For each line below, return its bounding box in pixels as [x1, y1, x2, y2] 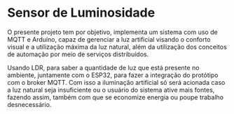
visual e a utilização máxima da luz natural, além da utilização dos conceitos [7, 42, 228, 51]
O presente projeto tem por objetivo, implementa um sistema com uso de [7, 28, 219, 36]
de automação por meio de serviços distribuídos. [7, 50, 149, 58]
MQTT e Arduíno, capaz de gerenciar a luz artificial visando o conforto [7, 35, 211, 43]
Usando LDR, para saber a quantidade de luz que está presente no [7, 63, 200, 72]
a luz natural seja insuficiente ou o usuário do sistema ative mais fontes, [7, 85, 215, 94]
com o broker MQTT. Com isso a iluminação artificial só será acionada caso [7, 78, 226, 86]
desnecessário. [7, 100, 52, 108]
